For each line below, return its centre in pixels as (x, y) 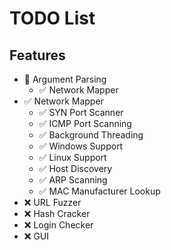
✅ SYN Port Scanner (81, 112)
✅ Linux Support (72, 157)
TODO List (52, 18)
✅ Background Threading (91, 135)
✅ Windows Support (81, 146)
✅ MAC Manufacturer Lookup (99, 191)
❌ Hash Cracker (57, 213)
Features (37, 55)
